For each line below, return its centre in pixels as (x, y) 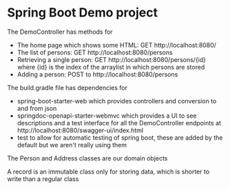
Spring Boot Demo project (83, 13)
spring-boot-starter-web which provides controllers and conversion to (117, 101)
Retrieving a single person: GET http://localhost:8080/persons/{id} (112, 59)
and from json (37, 108)
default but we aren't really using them (72, 145)
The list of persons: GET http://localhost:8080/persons (95, 52)
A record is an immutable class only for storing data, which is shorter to (108, 171)
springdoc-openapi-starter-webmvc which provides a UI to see (107, 116)
